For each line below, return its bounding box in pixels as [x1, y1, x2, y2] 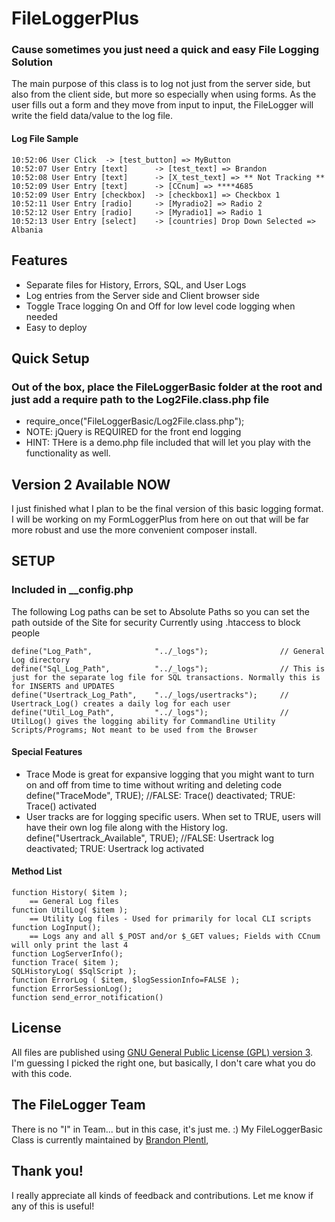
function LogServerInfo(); [11, 949, 124, 959]
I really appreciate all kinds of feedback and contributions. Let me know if [11, 1189, 314, 1201]
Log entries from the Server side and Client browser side [25, 289, 260, 301]
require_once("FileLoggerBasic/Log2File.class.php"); [25, 415, 245, 427]
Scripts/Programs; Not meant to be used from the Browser [11, 725, 258, 735]
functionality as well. [25, 447, 111, 459]
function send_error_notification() [11, 993, 164, 1003]
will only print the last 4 [11, 940, 129, 951]
